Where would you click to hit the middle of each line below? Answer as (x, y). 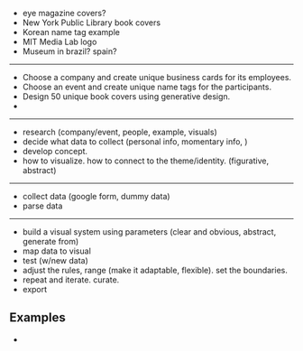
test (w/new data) (55, 260)
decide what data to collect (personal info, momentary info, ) (135, 142)
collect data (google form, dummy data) (96, 196)
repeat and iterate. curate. (71, 280)
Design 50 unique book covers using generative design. (126, 97)
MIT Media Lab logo (60, 42)
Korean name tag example (71, 32)
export (35, 289)
